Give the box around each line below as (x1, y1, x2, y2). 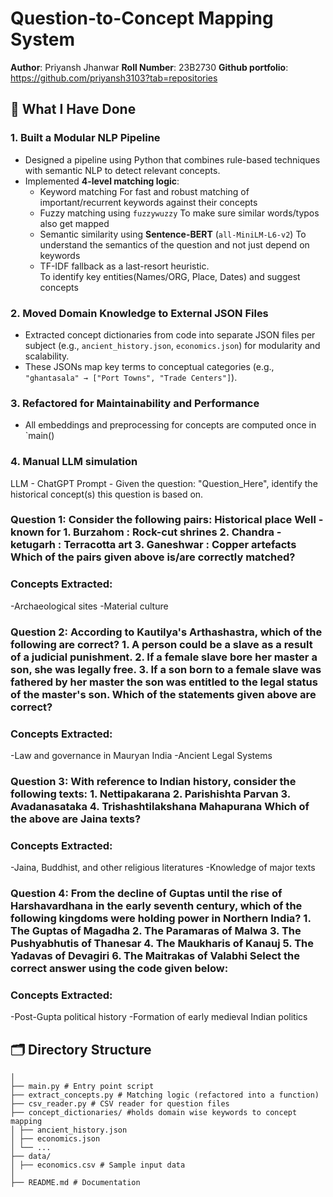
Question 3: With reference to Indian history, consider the (10, 774, 297, 788)
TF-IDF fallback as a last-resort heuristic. (39, 260, 210, 272)
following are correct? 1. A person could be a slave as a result (10, 637, 313, 651)
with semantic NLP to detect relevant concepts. (24, 164, 221, 176)
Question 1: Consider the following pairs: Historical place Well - (10, 513, 324, 527)
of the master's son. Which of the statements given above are (10, 687, 317, 701)
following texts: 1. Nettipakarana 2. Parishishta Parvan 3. (10, 787, 291, 801)
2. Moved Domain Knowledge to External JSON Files (10, 306, 269, 320)
